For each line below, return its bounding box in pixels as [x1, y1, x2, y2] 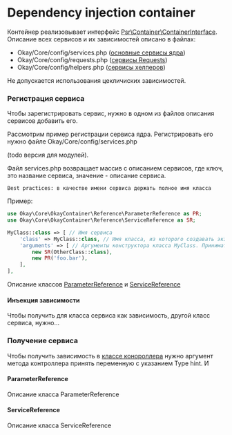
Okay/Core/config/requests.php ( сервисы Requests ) [17, 55, 168, 64]
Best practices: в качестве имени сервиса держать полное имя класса [7, 185, 212, 192]
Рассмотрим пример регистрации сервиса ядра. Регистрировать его [7, 130, 213, 139]
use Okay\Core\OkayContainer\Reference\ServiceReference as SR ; [7, 217, 196, 224]
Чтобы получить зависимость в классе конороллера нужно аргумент [7, 351, 213, 360]
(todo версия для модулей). [7, 151, 89, 159]
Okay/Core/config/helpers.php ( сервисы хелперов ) [17, 63, 166, 71]
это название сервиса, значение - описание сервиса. [7, 171, 166, 180]
